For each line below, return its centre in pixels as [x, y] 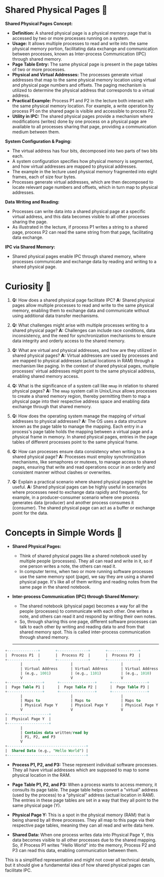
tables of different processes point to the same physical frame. [75, 442]
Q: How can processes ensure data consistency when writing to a [78, 451]
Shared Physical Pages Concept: [39, 23]
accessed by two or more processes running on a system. [71, 38]
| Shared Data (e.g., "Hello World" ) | [47, 751]
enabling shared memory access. [46, 376]
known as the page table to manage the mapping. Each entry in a [77, 426]
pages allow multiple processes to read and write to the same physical [83, 305]
